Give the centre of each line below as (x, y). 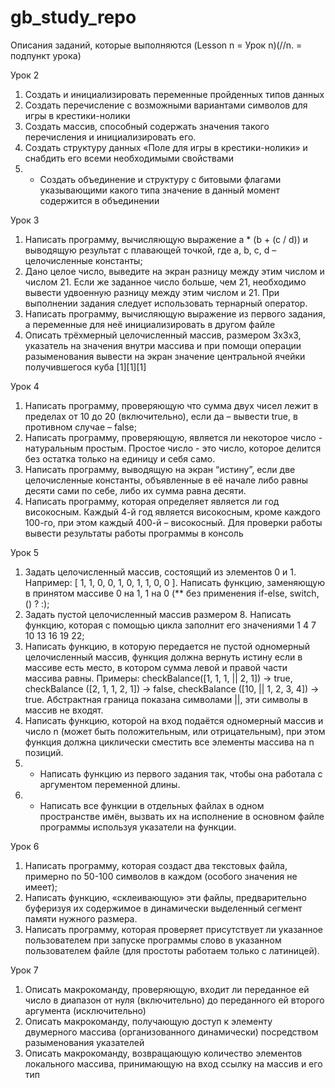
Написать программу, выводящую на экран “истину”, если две (160, 469)
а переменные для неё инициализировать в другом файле (150, 324)
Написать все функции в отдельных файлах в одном (152, 805)
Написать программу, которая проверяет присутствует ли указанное (174, 929)
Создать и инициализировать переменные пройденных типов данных (174, 94)
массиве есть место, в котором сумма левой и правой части (156, 667)
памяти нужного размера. (81, 918)
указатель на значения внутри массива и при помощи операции (163, 345)
